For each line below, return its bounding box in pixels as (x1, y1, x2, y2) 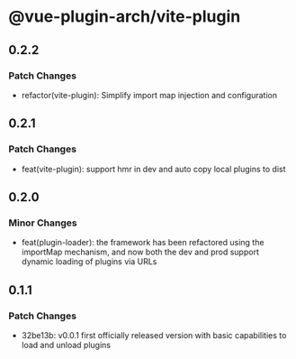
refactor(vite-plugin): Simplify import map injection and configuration (21, 89, 278, 100)
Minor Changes (8, 216, 77, 229)
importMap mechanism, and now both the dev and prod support (21, 246, 260, 258)
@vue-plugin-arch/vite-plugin (8, 6, 241, 27)
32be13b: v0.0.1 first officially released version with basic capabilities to (21, 329, 287, 340)
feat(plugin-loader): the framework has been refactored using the (21, 237, 265, 248)
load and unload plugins (21, 339, 112, 350)
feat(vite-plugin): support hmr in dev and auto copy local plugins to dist (21, 163, 286, 174)
